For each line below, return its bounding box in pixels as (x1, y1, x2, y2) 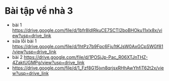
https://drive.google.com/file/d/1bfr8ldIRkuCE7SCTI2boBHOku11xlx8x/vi (12, 27, 162, 33)
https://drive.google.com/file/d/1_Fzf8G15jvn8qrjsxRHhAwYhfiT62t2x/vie (12, 65, 164, 71)
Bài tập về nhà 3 (5, 5, 73, 17)
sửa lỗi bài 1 (12, 38, 37, 44)
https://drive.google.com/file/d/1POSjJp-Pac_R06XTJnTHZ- (24, 54, 148, 60)
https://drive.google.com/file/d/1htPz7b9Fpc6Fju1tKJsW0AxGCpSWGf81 (12, 43, 163, 49)
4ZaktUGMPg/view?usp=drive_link (12, 59, 85, 65)
